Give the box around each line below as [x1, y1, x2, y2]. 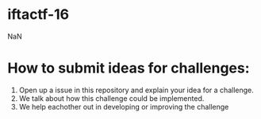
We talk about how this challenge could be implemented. [18, 93, 205, 103]
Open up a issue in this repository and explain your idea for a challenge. [18, 85, 255, 95]
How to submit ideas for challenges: [7, 59, 251, 77]
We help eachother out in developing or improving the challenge [18, 102, 229, 111]
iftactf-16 [7, 6, 70, 24]
